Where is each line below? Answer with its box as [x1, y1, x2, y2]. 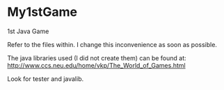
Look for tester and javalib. [7, 74, 84, 83]
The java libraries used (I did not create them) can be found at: [7, 53, 186, 62]
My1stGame [7, 4, 78, 20]
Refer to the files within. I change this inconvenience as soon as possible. [7, 40, 218, 48]
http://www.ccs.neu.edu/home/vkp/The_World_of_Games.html [7, 61, 186, 69]
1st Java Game [7, 27, 49, 35]
